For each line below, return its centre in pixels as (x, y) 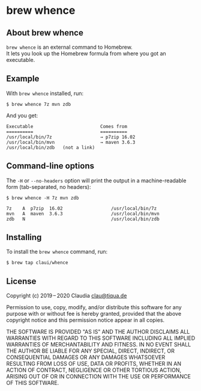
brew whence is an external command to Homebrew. (70, 47)
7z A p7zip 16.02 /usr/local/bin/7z (82, 208)
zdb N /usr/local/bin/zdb (83, 219)
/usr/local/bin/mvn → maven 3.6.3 (71, 142)
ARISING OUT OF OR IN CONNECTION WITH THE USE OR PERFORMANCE (98, 377)
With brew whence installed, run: (45, 93)
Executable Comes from (67, 126)
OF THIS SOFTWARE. (33, 383)
